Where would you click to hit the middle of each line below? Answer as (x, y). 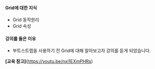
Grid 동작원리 (26, 20)
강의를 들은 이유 (21, 38)
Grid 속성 (22, 26)
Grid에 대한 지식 (21, 8)
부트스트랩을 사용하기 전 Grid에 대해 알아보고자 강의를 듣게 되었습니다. (82, 51)
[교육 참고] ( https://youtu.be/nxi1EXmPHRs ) (49, 61)
